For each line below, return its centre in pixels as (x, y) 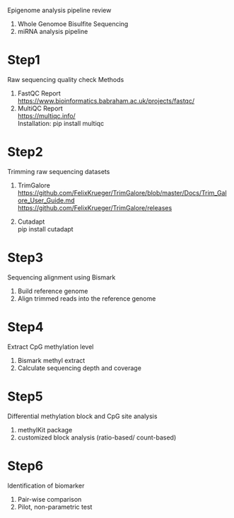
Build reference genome (53, 291)
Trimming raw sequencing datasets (59, 171)
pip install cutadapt (45, 229)
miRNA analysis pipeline (53, 31)
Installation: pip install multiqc (61, 123)
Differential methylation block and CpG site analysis (82, 416)
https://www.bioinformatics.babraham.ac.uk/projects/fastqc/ (106, 100)
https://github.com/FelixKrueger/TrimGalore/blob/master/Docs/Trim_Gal (122, 192)
